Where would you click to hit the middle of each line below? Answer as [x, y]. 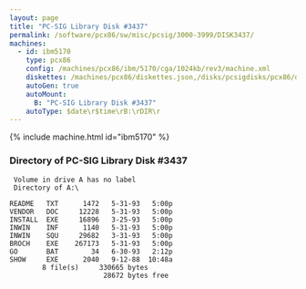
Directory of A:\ [46, 188]
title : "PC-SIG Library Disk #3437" [79, 26]
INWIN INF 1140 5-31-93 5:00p [91, 227]
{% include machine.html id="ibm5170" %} [90, 137]
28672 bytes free [136, 275]
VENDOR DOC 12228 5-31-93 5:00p [91, 212]
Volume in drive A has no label [75, 180]
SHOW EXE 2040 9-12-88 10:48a [91, 259]
